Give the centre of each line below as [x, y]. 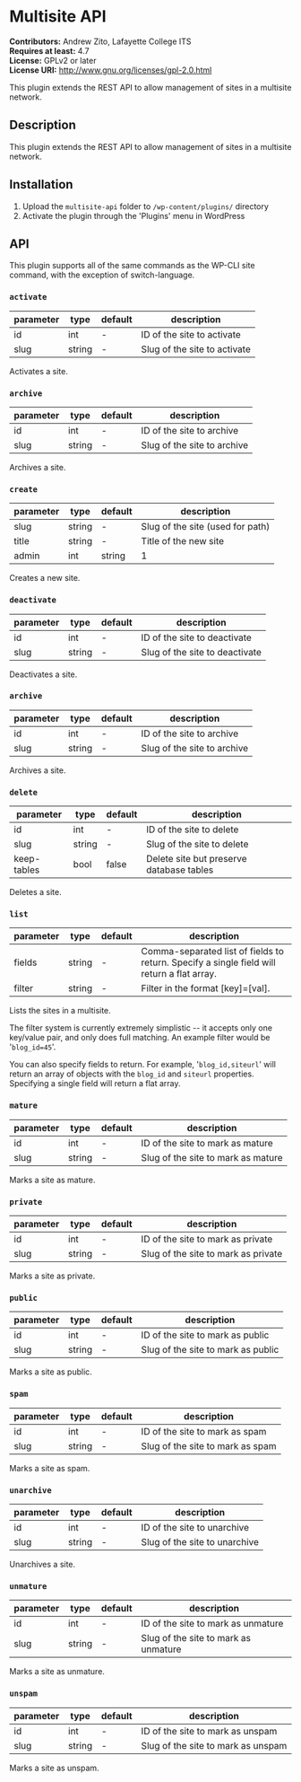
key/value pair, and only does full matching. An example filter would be [140, 1038]
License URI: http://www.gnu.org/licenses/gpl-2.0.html [111, 70]
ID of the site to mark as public [205, 1335]
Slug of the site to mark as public [210, 1350]
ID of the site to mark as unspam [209, 1731]
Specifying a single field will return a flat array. [95, 1084]
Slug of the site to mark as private [212, 1254]
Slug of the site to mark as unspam [214, 1745]
